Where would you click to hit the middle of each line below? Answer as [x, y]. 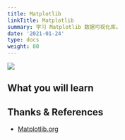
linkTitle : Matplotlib [41, 20]
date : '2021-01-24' [36, 33]
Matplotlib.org [38, 129]
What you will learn [50, 88]
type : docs [23, 40]
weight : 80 [23, 46]
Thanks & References [55, 112]
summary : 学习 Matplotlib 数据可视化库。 [64, 27]
